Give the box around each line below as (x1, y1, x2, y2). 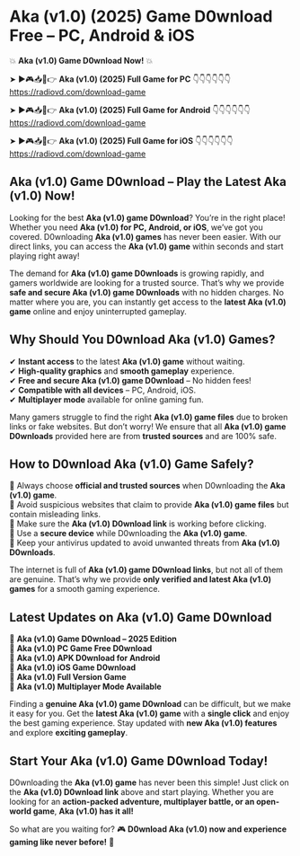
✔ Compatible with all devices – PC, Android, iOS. (9, 384, 197, 395)
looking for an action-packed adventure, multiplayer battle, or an (9, 797, 255, 807)
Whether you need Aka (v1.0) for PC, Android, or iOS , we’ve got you (9, 222, 263, 233)
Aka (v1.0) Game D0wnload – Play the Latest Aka (9, 174, 287, 190)
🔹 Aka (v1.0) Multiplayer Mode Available (9, 681, 162, 693)
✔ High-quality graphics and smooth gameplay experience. (9, 366, 235, 376)
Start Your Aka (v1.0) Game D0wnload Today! (9, 753, 269, 769)
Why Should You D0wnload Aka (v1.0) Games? (9, 332, 276, 348)
